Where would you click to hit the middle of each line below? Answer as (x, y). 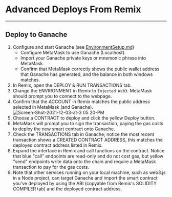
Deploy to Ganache (36, 35)
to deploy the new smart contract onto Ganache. (64, 129)
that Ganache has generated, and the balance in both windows (87, 74)
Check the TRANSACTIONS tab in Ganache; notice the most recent (83, 134)
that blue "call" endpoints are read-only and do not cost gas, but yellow (88, 156)
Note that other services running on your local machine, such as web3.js (89, 172)
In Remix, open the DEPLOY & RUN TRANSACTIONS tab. (72, 85)
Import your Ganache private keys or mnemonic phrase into (83, 58)
